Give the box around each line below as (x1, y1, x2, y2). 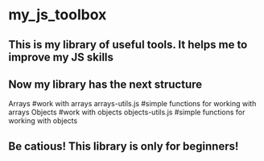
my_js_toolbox (8, 6, 107, 24)
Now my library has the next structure (8, 77, 203, 91)
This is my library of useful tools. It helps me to (8, 38, 248, 52)
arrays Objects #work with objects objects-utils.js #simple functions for (8, 107, 245, 118)
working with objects (8, 116, 78, 126)
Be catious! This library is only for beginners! (8, 139, 239, 153)
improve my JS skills (8, 50, 114, 64)
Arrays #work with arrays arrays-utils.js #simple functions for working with (8, 99, 257, 109)
